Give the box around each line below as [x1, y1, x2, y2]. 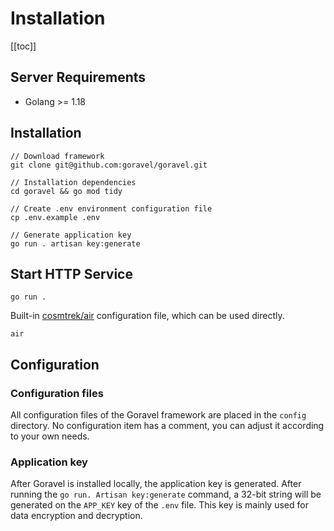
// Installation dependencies [10, 177, 137, 187]
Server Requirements [10, 69, 147, 86]
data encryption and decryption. [10, 510, 143, 522]
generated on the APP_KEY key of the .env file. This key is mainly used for [10, 499, 309, 511]
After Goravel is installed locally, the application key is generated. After [10, 478, 302, 490]
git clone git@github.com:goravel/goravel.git [10, 160, 208, 170]
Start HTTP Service [10, 265, 133, 282]
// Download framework [10, 151, 105, 161]
